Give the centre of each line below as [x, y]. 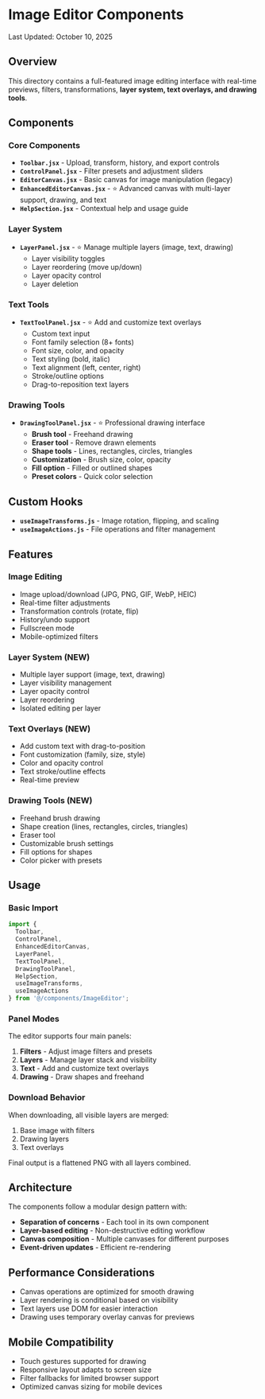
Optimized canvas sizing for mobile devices [91, 1387]
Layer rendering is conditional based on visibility [99, 1300]
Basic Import [33, 908]
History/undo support [55, 619]
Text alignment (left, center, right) [86, 368]
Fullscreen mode [47, 628]
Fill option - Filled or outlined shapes [92, 468]
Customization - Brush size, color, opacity [101, 460]
